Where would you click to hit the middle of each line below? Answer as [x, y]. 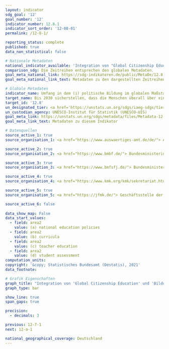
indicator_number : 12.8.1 [32, 24]
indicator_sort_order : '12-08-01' [41, 29]
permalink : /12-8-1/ [27, 33]
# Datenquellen [21, 131]
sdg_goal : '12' [21, 15]
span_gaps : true [22, 302]
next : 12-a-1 [19, 329]
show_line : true [22, 297]
